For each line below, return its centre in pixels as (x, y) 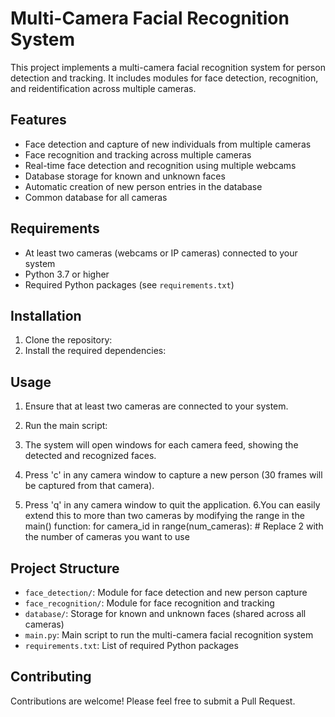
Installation (46, 315)
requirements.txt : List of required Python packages (131, 645)
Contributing (51, 677)
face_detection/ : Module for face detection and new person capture (166, 592)
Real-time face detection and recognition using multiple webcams (160, 165)
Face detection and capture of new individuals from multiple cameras (168, 144)
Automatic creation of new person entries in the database (143, 186)
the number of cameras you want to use (107, 537)
